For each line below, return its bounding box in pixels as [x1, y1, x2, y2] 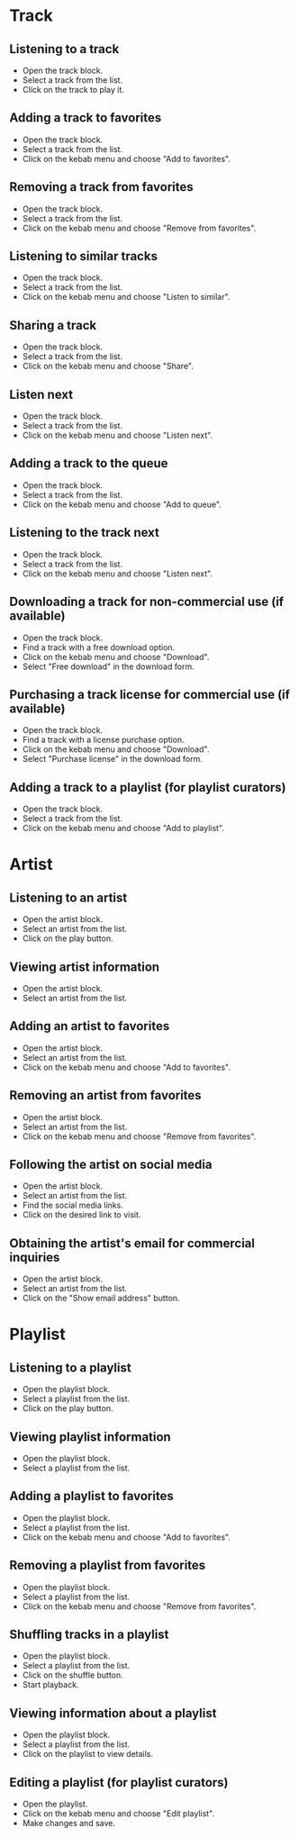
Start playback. [22, 1679, 79, 1690]
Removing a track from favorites [9, 179, 194, 195]
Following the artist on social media [9, 1156, 213, 1172]
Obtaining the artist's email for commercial [9, 1235, 255, 1251]
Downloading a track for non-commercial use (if [9, 594, 285, 610]
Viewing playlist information [9, 1429, 171, 1444]
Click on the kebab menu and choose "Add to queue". [22, 499, 222, 510]
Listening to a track [9, 41, 120, 57]
